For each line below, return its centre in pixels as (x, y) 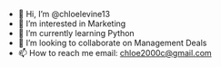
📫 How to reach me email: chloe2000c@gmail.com (115, 53)
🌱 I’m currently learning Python (76, 33)
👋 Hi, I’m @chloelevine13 (64, 14)
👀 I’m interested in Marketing (72, 24)
